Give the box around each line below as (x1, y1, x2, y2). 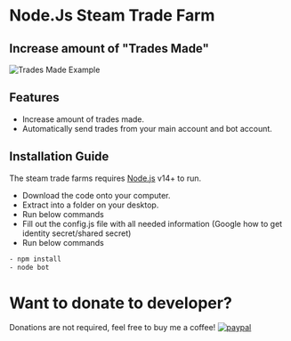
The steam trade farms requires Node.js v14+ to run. (9, 173, 202, 183)
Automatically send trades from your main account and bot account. (21, 123, 273, 134)
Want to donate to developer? (9, 293, 233, 313)
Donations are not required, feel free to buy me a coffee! (9, 322, 216, 333)
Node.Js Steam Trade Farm (9, 5, 215, 26)
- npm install (9, 255, 62, 264)
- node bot (9, 263, 50, 272)
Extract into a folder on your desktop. (21, 199, 159, 210)
